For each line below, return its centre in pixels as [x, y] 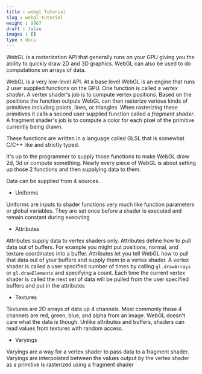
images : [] [21, 34]
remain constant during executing [48, 217]
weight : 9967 [24, 23]
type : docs [21, 40]
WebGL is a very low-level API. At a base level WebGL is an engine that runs [101, 82]
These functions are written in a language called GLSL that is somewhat [96, 138]
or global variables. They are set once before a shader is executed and [94, 211]
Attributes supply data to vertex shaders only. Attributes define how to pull [99, 240]
